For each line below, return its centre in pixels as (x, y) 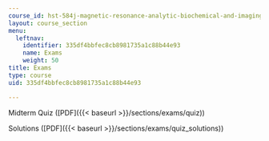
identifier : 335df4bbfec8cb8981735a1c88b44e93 (102, 46)
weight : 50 (41, 61)
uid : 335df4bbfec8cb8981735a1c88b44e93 (75, 83)
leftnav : (30, 38)
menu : (17, 30)
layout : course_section (48, 23)
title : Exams (30, 68)
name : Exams (42, 53)
